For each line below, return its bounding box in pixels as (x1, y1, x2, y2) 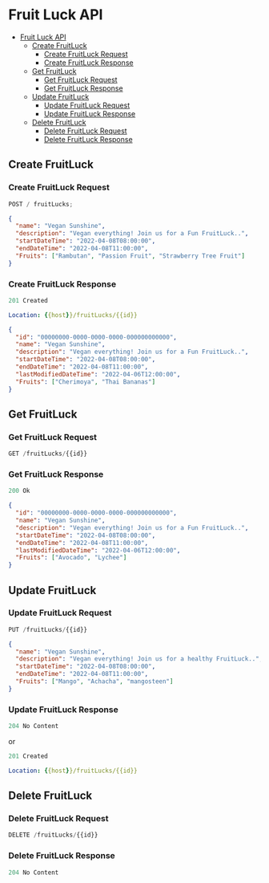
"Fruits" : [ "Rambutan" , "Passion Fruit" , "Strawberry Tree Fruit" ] (15, 251, 246, 260)
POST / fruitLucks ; (8, 200, 74, 208)
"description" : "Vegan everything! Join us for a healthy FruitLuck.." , (15, 655, 263, 663)
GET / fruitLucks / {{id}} (8, 450, 88, 458)
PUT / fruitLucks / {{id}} (8, 625, 88, 633)
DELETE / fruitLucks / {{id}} (8, 831, 98, 840)
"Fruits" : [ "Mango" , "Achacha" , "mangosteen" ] (15, 678, 174, 686)
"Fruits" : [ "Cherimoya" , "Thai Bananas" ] (15, 377, 156, 386)
